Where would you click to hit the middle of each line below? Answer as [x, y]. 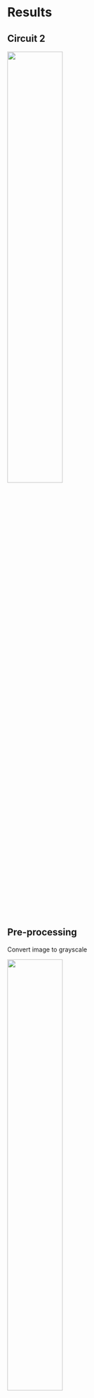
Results [30, 12]
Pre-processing [42, 932]
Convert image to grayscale [47, 949]
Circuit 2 [26, 39]
